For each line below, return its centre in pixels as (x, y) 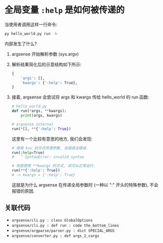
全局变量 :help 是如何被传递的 (65, 10)
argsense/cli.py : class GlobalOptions (52, 220)
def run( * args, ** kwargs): (39, 111)
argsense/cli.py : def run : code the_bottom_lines (65, 225)
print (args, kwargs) (41, 116)
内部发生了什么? (21, 43)
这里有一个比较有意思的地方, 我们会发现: (52, 139)
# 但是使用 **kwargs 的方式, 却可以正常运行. (53, 166)
